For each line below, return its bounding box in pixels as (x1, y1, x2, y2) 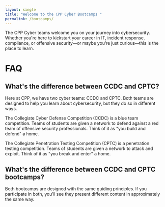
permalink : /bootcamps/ (5, 16, 54, 21)
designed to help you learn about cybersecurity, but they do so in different (5, 100, 156, 106)
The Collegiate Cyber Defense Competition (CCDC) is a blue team (5, 115, 138, 121)
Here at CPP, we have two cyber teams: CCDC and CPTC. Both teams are (5, 95, 154, 101)
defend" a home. (5, 131, 39, 137)
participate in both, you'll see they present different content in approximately (5, 191, 160, 197)
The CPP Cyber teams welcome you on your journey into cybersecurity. (5, 30, 150, 36)
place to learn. (5, 45, 34, 52)
